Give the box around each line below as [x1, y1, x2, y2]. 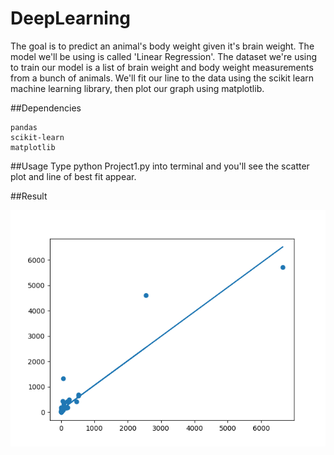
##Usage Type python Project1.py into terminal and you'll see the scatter [10, 160, 310, 172]
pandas [10, 122, 38, 132]
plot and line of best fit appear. [10, 170, 137, 182]
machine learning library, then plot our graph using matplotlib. [10, 82, 265, 94]
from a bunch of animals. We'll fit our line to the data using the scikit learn [10, 72, 315, 84]
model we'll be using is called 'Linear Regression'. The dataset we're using [10, 50, 318, 62]
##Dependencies [10, 102, 82, 114]
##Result [10, 190, 48, 202]
